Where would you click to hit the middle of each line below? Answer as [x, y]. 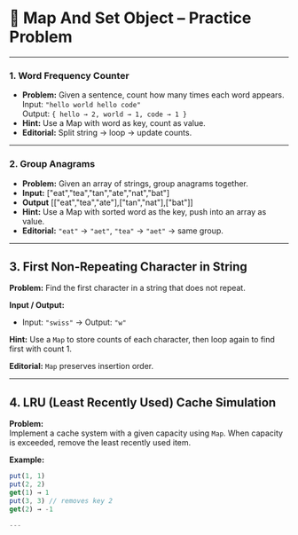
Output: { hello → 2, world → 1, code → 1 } [105, 114]
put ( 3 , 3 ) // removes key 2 [61, 500]
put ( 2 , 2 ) [27, 484]
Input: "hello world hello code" [82, 105]
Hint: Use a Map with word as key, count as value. [114, 123]
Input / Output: [37, 305]
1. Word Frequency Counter [70, 75]
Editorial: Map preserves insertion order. [81, 366]
